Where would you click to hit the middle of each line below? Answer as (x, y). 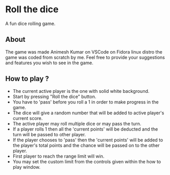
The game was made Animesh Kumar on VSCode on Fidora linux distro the (84, 52)
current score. (28, 118)
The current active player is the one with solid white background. (81, 91)
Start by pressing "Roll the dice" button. (54, 96)
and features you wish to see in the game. (49, 63)
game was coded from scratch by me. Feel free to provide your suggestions (85, 57)
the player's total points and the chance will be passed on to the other (86, 145)
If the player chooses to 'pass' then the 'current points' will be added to (88, 140)
